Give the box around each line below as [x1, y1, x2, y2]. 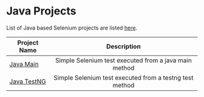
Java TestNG [9, 77, 47, 86]
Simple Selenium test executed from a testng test [53, 74, 194, 82]
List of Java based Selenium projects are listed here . [6, 24, 138, 31]
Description [106, 42, 141, 51]
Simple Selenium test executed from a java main [55, 56, 192, 64]
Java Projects [6, 4, 77, 18]
